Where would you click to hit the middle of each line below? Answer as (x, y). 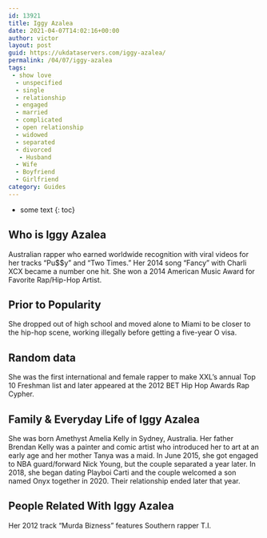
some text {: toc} (48, 210)
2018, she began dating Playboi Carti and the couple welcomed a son (122, 472)
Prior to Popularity (55, 305)
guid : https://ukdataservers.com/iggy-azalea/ (87, 53)
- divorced (34, 150)
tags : (17, 68)
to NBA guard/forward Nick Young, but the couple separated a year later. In (132, 464)
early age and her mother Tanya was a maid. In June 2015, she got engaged (133, 456)
